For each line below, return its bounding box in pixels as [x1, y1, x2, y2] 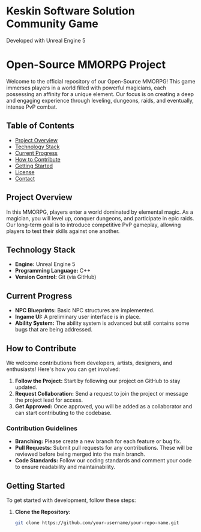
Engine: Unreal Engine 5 [14, 261, 76, 268]
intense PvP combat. [6, 103, 58, 110]
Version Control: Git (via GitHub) [14, 273, 97, 280]
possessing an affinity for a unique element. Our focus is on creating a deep [6, 90, 194, 97]
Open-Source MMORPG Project [6, 58, 166, 71]
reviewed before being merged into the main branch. [14, 450, 145, 458]
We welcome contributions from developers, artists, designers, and [6, 359, 173, 366]
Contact [14, 175, 35, 182]
